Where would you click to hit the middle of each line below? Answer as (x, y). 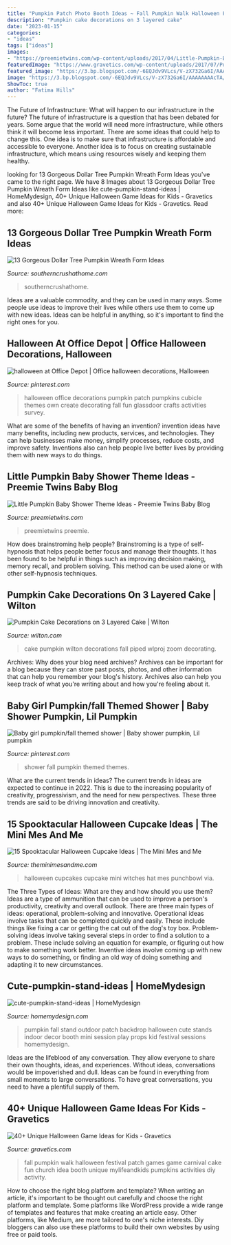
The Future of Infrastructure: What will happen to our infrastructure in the (111, 110)
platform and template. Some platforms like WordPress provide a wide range (115, 1205)
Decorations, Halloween (59, 354)
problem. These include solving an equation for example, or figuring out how (115, 943)
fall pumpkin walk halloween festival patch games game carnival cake (123, 1162)
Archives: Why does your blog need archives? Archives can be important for (115, 662)
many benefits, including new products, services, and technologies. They (111, 433)
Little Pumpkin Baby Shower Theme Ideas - (101, 477)
